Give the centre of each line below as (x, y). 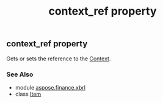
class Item (28, 94)
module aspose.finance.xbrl (50, 87)
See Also (20, 74)
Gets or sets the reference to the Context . (59, 59)
